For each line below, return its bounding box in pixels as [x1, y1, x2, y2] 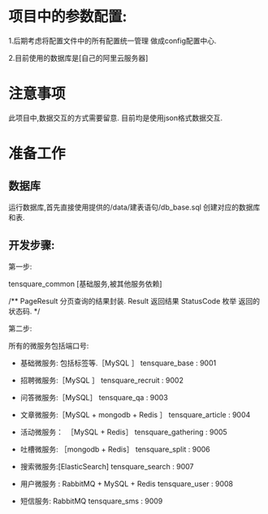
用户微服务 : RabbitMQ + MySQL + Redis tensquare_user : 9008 [19, 478, 234, 488]
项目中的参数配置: [8, 7, 128, 26]
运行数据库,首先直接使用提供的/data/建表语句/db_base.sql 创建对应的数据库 [8, 202, 261, 212]
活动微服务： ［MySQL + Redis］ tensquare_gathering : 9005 [19, 427, 227, 437]
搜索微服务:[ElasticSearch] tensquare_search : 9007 [19, 461, 194, 471]
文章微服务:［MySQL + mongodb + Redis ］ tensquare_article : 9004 [19, 409, 251, 419]
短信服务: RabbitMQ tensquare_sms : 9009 [19, 496, 163, 506]
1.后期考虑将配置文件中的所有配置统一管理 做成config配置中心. [8, 36, 217, 45]
